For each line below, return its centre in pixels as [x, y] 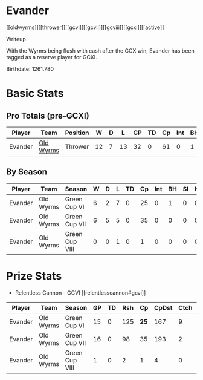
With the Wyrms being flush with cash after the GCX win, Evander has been [100, 51]
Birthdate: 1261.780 [30, 69]
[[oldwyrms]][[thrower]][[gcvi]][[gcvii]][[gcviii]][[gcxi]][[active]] [85, 27]
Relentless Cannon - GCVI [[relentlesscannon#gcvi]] [80, 293]
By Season [27, 172]
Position [77, 133]
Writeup [16, 39]
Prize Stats [34, 276]
